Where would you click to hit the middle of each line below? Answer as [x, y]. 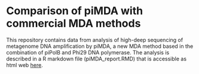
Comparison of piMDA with [75, 11]
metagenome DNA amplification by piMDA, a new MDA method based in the [100, 46]
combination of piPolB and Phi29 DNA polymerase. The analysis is [88, 52]
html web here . [25, 65]
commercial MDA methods [74, 23]
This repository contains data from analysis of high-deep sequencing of [95, 40]
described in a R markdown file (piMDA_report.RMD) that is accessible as [97, 59]
